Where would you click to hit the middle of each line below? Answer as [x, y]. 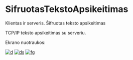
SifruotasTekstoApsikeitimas [67, 9]
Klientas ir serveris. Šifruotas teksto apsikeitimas [55, 23]
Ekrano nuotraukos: [25, 42]
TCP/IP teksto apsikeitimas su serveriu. [46, 32]
